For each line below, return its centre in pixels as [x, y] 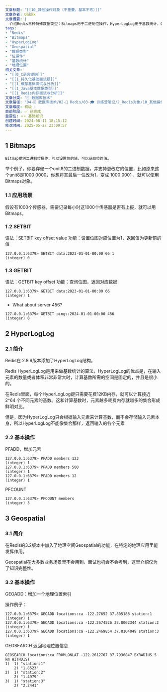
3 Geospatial [25, 518]
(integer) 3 [17, 503]
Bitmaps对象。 [20, 181]
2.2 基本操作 [20, 437]
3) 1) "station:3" [25, 681]
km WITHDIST [17, 660]
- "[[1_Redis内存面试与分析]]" [35, 93]
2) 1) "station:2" [25, 673]
